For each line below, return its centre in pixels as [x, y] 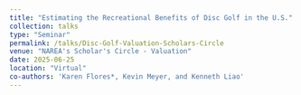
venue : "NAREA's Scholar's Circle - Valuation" [101, 52]
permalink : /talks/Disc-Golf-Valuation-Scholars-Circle [117, 43]
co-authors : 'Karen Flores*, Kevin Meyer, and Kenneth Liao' [127, 77]
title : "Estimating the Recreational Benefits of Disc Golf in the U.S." [151, 18]
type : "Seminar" [40, 34]
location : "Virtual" [48, 69]
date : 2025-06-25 [42, 60]
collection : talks [44, 26]
